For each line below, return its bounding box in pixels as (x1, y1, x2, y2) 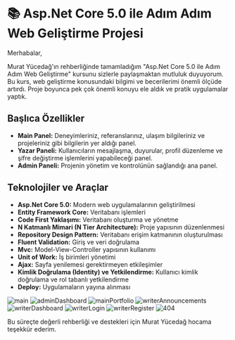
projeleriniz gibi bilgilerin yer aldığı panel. (17, 139, 137, 147)
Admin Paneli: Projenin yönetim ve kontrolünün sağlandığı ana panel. (17, 161, 218, 170)
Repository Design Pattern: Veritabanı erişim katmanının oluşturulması (17, 230, 223, 239)
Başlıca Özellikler (7, 113, 85, 125)
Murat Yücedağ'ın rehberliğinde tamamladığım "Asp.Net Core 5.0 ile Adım (7, 62, 220, 70)
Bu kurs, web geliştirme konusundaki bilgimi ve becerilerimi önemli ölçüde (7, 77, 222, 85)
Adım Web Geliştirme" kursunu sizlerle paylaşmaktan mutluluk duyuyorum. (7, 70, 224, 78)
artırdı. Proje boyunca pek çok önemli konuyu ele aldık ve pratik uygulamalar (7, 84, 229, 93)
